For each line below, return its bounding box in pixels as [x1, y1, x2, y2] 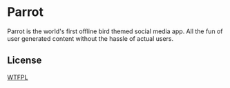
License [7, 55, 42, 67]
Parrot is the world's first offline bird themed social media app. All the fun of [7, 27, 223, 35]
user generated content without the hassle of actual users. [7, 34, 174, 42]
